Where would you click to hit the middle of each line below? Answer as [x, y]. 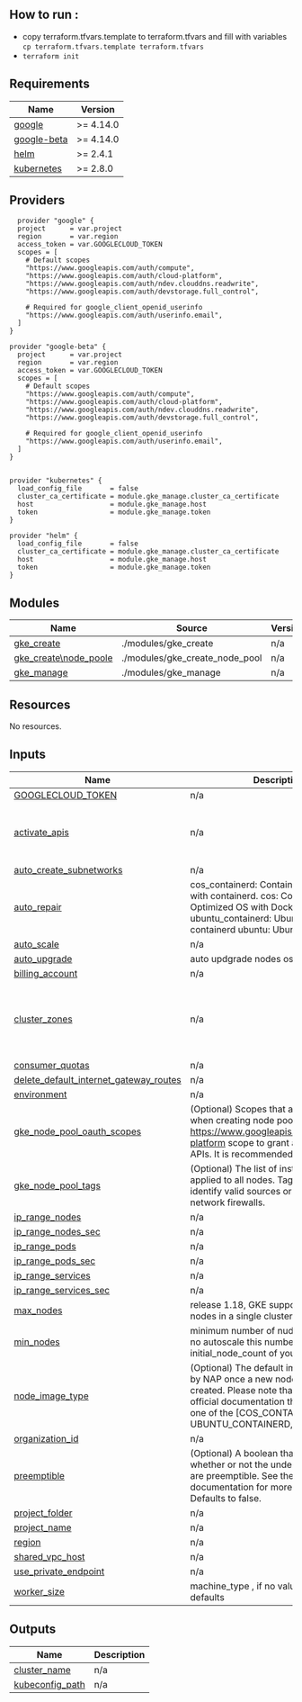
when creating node [232, 1120]
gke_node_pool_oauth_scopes [78, 1131]
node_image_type [51, 1396]
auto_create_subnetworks [68, 869]
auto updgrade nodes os [242, 959]
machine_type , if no [233, 1586]
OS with [252, 906]
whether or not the [229, 1464]
